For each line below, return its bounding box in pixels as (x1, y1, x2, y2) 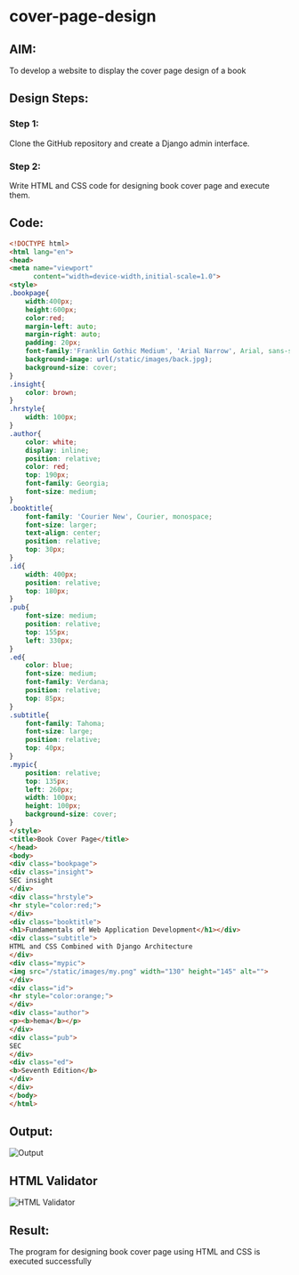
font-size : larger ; (25, 520, 98, 529)
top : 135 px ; (25, 777, 69, 786)
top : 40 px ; (25, 744, 66, 753)
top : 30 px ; (25, 545, 66, 554)
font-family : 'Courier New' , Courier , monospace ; (25, 512, 214, 521)
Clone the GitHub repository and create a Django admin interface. (9, 138, 250, 149)
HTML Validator (9, 1173, 98, 1189)
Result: (9, 1223, 50, 1238)
